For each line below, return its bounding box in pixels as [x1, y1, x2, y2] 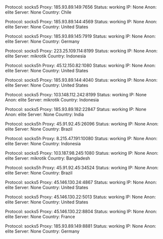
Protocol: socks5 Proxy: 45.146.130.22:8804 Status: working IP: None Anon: [5, 209, 157, 214]
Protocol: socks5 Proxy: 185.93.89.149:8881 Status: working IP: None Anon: [5, 223, 156, 229]
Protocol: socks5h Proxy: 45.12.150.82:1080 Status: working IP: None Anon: [5, 63, 156, 68]
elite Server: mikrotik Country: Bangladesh [5, 155, 90, 161]
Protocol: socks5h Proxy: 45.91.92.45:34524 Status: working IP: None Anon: [5, 165, 159, 170]
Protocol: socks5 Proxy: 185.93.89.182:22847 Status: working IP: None [5, 107, 146, 112]
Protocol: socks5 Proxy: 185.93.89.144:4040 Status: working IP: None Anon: [5, 77, 158, 83]
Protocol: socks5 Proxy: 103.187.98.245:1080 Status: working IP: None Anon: [5, 150, 159, 156]
